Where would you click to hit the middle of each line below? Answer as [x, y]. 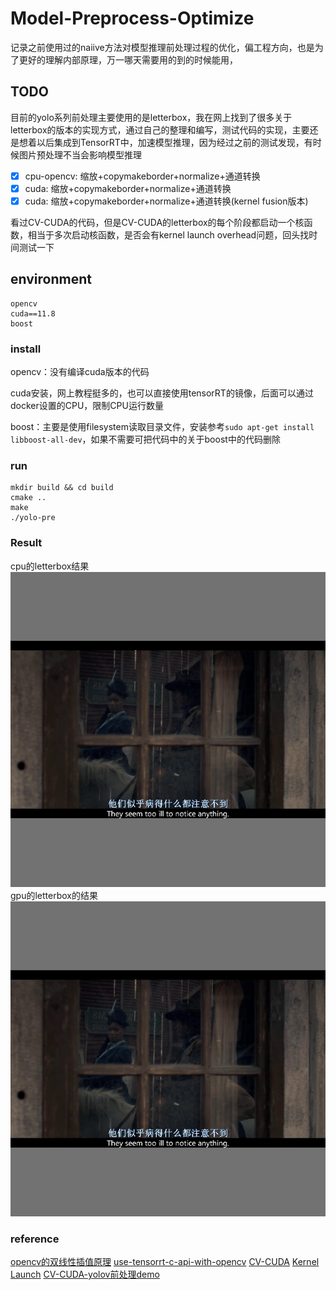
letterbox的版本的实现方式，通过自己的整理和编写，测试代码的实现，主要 [160, 129]
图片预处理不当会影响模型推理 [80, 154]
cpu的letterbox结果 [50, 566]
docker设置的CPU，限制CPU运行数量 [87, 406]
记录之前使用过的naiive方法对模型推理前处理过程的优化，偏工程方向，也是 [162, 47]
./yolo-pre [33, 518]
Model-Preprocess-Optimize [132, 18]
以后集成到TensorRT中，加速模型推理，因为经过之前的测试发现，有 [174, 142]
